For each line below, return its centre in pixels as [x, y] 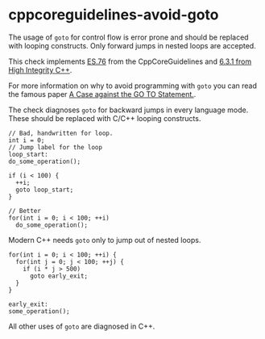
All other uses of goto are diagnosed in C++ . [82, 326]
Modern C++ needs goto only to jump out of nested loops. [105, 240]
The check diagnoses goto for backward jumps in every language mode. [128, 110]
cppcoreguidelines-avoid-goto [114, 15]
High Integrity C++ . [40, 69]
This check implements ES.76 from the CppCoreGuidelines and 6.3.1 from [130, 61]
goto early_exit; [59, 276]
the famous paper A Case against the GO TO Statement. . [102, 94]
